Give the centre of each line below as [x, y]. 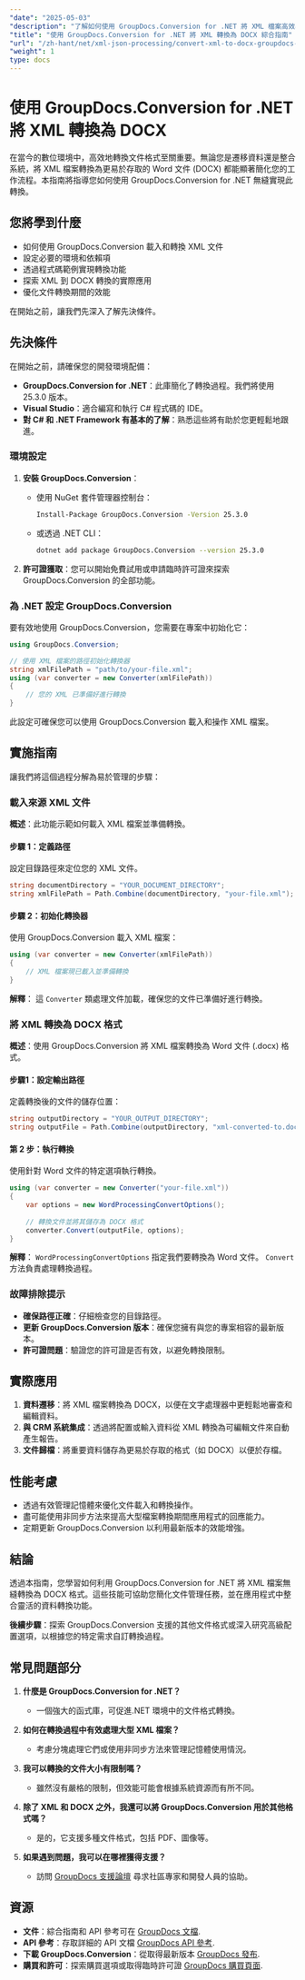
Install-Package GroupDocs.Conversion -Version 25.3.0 [142, 514]
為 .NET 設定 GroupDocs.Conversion [91, 606]
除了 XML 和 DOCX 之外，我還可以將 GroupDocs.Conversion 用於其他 [154, 1807]
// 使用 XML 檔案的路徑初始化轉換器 [69, 661]
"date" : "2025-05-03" [50, 18]
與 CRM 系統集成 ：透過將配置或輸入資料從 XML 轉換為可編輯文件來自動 [156, 1428]
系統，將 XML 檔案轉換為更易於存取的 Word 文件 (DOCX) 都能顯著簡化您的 [148, 168]
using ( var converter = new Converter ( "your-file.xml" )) [119, 1188]
